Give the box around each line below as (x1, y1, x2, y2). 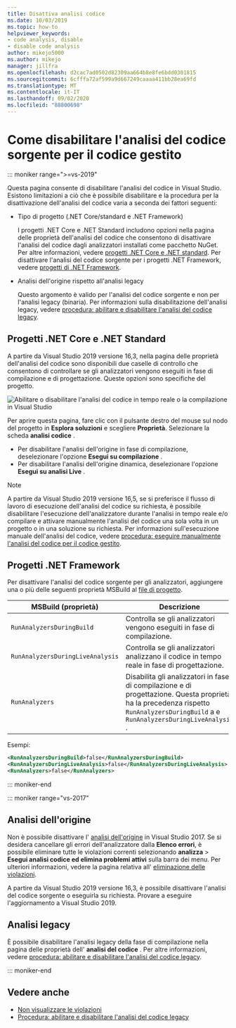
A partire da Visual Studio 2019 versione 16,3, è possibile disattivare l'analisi (7, 883, 226, 892)
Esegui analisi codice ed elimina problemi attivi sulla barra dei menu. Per (7, 855, 221, 864)
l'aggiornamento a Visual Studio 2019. (7, 898, 117, 907)
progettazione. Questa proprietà (125, 690, 232, 699)
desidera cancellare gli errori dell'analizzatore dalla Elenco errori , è (7, 840, 202, 848)
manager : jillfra (7, 62, 58, 70)
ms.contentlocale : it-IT (7, 88, 80, 95)
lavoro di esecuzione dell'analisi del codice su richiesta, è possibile (7, 501, 202, 510)
